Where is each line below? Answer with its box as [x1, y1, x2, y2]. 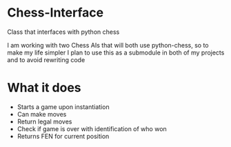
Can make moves [17, 110, 67, 118]
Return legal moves [17, 117, 72, 126]
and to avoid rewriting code [7, 55, 86, 63]
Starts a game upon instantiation [17, 102, 110, 111]
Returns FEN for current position [17, 132, 110, 140]
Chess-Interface [7, 5, 104, 21]
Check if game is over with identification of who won [17, 124, 167, 133]
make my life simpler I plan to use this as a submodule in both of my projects [7, 48, 225, 57]
